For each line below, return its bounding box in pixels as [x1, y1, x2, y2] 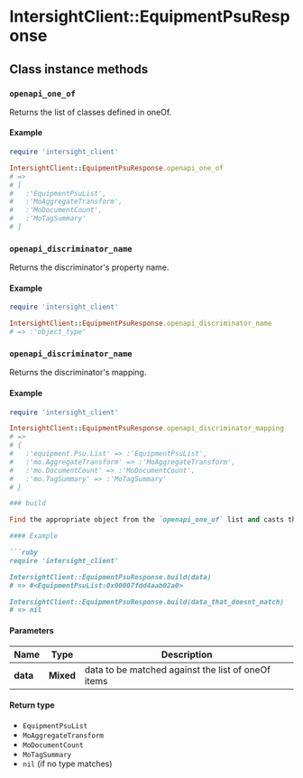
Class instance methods [9, 61, 149, 77]
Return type [9, 699, 56, 710]
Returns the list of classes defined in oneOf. [9, 107, 172, 117]
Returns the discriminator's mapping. [9, 367, 147, 378]
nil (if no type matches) [22, 758, 113, 769]
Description [161, 648, 213, 661]
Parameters [9, 625, 54, 635]
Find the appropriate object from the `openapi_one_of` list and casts [9, 515, 284, 524]
